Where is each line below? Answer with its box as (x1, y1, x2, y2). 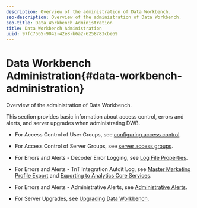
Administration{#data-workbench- (6, 69, 183, 83)
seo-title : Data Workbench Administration (6, 20, 113, 26)
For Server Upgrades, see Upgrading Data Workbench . (14, 195, 150, 203)
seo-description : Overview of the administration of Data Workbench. (6, 14, 182, 20)
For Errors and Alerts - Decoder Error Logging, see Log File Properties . (14, 154, 188, 162)
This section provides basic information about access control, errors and (6, 113, 184, 120)
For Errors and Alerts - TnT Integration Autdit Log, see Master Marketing (14, 166, 191, 173)
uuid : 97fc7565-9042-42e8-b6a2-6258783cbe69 (6, 31, 118, 37)
